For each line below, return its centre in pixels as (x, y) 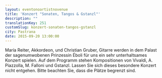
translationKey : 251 (26, 23)
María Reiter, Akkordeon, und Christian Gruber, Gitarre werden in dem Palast (81, 50)
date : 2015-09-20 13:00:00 (32, 37)
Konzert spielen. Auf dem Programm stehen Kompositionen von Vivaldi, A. (79, 60)
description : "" (21, 18)
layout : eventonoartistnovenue (37, 9)
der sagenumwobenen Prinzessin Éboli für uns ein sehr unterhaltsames (76, 55)
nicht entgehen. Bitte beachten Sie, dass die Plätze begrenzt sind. (71, 70)
